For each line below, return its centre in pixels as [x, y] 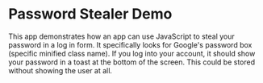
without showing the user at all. [61, 70]
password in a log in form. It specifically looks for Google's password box [130, 44]
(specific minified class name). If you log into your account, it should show [132, 53]
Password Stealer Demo [90, 14]
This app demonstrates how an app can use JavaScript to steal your [122, 36]
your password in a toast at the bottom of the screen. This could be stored [132, 62]
